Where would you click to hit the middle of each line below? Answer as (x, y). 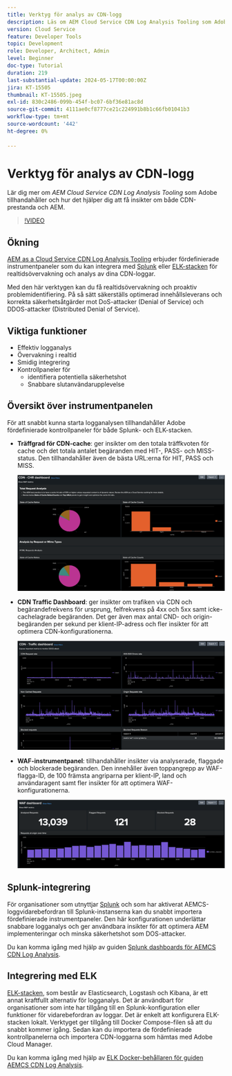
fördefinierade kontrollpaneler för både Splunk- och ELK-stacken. (100, 430)
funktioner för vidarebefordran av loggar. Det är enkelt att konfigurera (106, 1014)
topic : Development (35, 44)
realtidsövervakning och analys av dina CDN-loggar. (81, 274)
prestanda (22, 207)
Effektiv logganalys (44, 348)
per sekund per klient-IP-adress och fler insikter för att (131, 624)
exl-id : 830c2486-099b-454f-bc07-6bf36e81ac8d (75, 102)
